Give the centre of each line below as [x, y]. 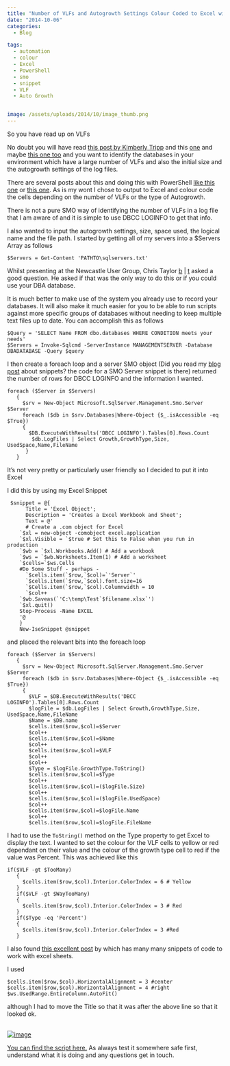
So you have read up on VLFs [49, 134]
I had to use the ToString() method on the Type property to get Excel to [108, 835]
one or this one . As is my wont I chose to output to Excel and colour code [110, 190]
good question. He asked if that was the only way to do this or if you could [112, 278]
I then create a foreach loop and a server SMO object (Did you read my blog [114, 364]
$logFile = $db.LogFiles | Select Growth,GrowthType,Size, [114, 708]
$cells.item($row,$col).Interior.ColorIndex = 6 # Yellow [107, 882]
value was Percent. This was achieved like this [73, 857]
